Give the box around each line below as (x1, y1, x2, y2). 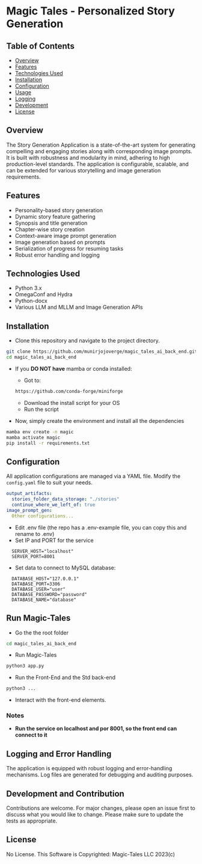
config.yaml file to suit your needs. (6, 479, 93, 486)
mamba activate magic (6, 434, 61, 440)
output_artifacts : (6, 491, 52, 497)
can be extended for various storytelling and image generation (6, 166, 161, 174)
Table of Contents (6, 41, 75, 51)
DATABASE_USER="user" (11, 586, 66, 592)
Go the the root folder (14, 629, 69, 636)
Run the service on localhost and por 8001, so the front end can (14, 725, 177, 732)
